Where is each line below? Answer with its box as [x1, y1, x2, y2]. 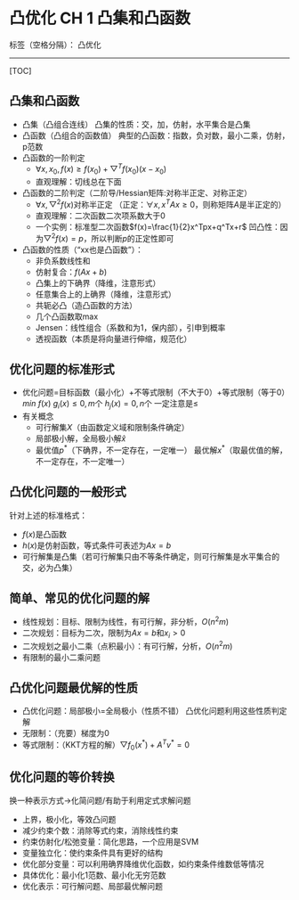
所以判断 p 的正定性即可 [91, 233, 174, 243]
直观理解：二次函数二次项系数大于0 [35, 210, 166, 221]
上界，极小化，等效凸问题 [21, 814, 117, 824]
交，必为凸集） [21, 562, 77, 573]
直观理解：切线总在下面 [35, 176, 122, 187]
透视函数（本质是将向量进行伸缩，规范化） [35, 333, 192, 344]
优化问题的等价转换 [9, 770, 115, 785]
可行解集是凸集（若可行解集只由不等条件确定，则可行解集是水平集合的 [21, 551, 280, 561]
